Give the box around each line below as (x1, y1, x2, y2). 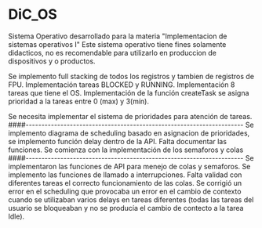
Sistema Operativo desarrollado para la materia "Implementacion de (8, 31, 227, 41)
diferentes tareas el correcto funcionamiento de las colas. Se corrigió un (8, 178, 242, 187)
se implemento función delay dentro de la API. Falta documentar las (8, 136, 227, 146)
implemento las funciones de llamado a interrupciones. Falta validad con (8, 170, 242, 179)
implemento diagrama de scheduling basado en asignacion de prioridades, (8, 128, 250, 138)
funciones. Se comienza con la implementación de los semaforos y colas (8, 145, 244, 154)
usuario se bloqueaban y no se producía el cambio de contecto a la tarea (8, 203, 244, 212)
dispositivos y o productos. (8, 56, 96, 66)
